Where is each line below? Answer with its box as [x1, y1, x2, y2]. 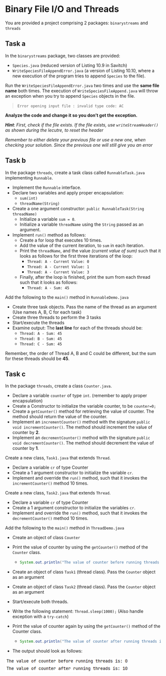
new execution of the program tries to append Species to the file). [12, 73, 146, 79]
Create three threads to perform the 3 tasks [12, 314, 101, 320]
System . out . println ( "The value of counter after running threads [19, 639, 157, 644]
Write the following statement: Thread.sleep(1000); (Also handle [12, 609, 144, 615]
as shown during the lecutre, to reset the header [5, 127, 104, 133]
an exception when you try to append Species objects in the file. [5, 93, 135, 99]
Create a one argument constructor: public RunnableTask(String [12, 205, 144, 211]
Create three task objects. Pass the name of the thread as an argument [12, 304, 157, 309]
